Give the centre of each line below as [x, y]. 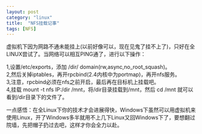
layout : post [23, 12]
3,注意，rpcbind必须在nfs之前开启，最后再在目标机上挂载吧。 [83, 82]
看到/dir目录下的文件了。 [37, 97]
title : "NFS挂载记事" [33, 23]
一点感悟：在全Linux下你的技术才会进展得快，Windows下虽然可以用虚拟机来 [101, 110]
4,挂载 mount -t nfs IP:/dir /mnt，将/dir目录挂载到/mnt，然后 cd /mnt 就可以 [100, 90]
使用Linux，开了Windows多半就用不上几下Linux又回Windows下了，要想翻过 [101, 118]
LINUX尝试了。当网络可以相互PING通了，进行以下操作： [76, 54]
